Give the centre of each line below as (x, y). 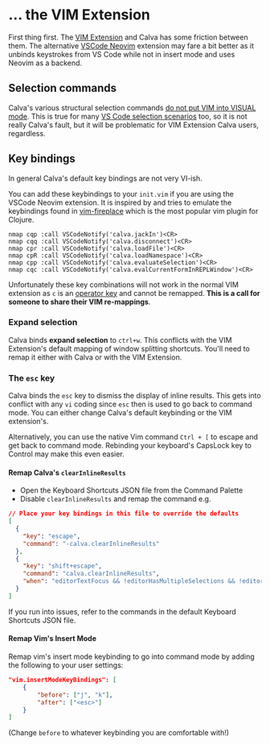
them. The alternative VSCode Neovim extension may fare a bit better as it (131, 45)
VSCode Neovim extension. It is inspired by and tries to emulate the (120, 202)
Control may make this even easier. (66, 454)
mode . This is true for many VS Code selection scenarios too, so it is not (128, 116)
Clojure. (21, 219)
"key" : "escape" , (52, 536)
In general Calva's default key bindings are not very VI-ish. (105, 178)
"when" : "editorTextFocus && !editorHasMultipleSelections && (129, 581)
